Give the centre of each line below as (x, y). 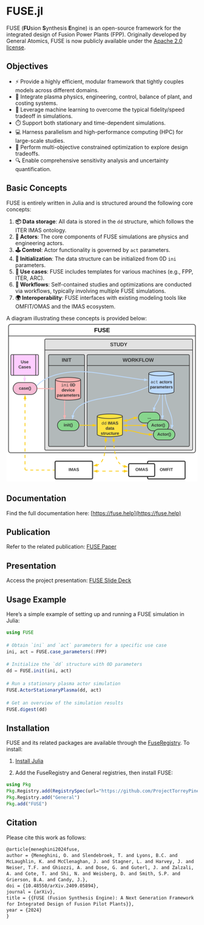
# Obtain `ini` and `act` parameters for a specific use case (87, 645)
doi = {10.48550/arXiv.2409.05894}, (53, 886)
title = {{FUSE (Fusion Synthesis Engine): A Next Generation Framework (100, 898)
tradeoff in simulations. (44, 116)
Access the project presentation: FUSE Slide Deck (69, 580)
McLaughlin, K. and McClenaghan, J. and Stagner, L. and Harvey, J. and (100, 861)
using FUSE (20, 632)
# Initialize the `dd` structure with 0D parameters (74, 665)
